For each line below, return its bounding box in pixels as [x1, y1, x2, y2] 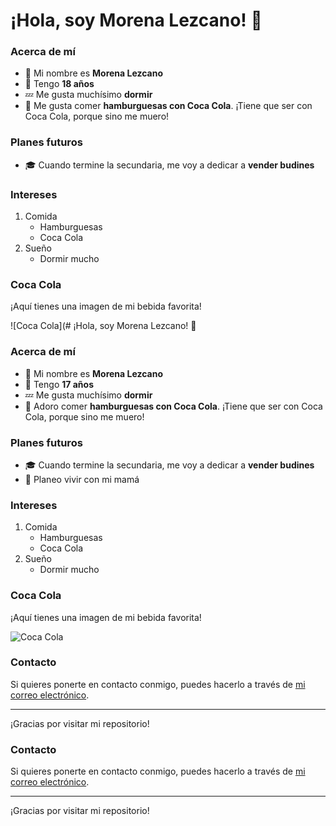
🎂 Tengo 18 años [24, 78, 95, 90]
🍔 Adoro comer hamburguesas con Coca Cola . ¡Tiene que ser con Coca [24, 400, 323, 412]
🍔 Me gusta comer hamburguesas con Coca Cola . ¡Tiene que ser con [24, 100, 313, 112]
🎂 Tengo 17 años [24, 378, 94, 390]
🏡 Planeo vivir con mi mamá [24, 473, 140, 485]
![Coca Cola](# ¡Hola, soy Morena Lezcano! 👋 [10, 320, 197, 332]
